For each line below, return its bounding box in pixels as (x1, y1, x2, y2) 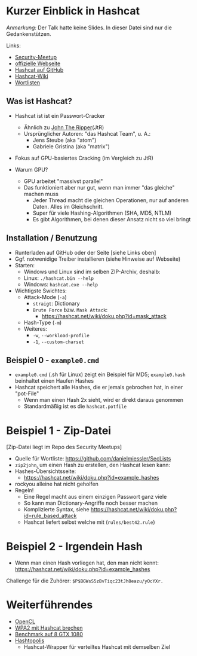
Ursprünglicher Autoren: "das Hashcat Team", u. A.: (23, 130, 151, 137)
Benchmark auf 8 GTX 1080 (14, 631, 84, 638)
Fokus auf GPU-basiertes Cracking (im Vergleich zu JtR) (14, 154, 154, 161)
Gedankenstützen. (6, 30, 51, 37)
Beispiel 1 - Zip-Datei (6, 423, 112, 437)
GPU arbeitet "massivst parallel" (23, 178, 103, 185)
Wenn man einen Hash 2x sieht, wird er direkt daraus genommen (23, 396, 184, 404)
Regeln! (14, 487, 34, 494)
